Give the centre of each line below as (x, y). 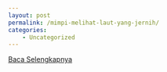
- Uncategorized (49, 37)
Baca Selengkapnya (40, 59)
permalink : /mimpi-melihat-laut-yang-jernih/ (83, 23)
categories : (27, 30)
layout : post (29, 15)
